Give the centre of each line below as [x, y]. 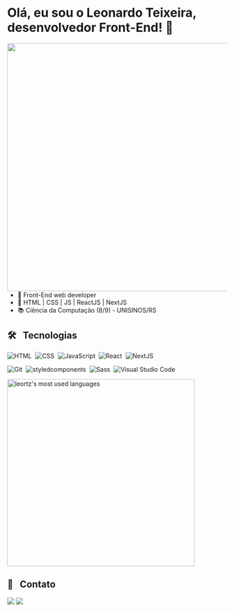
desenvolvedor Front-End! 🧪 [91, 28]
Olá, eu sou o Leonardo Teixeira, [102, 13]
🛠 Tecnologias [42, 336]
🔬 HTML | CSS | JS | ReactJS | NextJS [72, 302]
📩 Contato [31, 584]
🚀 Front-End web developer [57, 295]
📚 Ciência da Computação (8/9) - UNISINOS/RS [87, 310]
